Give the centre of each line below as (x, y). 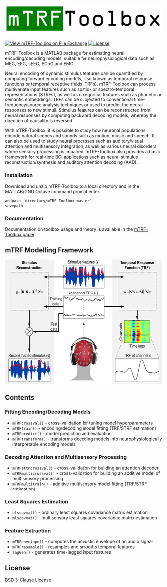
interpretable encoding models (44, 444)
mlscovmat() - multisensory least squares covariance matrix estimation (85, 518)
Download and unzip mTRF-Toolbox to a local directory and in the (72, 186)
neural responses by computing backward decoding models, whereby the (81, 115)
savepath (14, 206)
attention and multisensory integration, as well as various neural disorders (81, 146)
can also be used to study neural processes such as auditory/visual (74, 141)
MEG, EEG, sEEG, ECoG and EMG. (40, 64)
